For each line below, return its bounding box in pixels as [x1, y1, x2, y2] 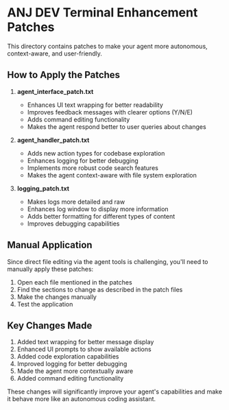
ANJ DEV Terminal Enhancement [7, 5, 198, 21]
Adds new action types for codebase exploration [27, 149, 165, 157]
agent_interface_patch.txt [16, 87, 94, 95]
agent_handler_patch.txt [16, 136, 90, 144]
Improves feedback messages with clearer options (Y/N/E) [27, 108, 193, 116]
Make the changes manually [16, 293, 97, 301]
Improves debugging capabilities [27, 219, 120, 228]
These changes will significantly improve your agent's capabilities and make [7, 387, 223, 396]
